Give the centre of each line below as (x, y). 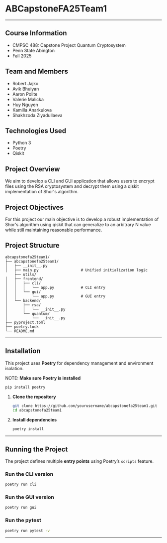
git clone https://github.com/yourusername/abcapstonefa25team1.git (85, 406)
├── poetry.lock (22, 327)
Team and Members (37, 71)
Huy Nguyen (25, 105)
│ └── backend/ (23, 300)
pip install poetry (25, 387)
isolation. (14, 368)
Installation (23, 351)
